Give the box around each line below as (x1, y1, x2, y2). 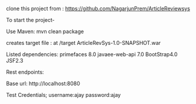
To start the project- (6, 17, 55, 23)
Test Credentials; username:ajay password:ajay (6, 92, 121, 98)
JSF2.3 (6, 57, 24, 64)
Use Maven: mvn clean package (6, 28, 84, 35)
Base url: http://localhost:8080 (6, 80, 81, 87)
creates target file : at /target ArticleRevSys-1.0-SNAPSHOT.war (6, 40, 161, 46)
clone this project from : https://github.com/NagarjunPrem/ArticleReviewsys (6, 5, 190, 12)
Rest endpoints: (6, 69, 44, 76)
